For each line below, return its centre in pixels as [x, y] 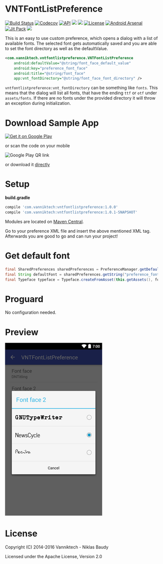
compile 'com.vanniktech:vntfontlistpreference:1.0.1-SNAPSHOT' [71, 212]
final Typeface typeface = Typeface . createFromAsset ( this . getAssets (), [79, 280]
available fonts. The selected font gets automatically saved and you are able [81, 43]
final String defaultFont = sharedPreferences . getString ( [65, 274]
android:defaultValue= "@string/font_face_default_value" [73, 63]
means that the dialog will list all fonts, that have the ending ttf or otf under [81, 93]
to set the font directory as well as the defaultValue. [57, 48]
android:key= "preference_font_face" [51, 68]
